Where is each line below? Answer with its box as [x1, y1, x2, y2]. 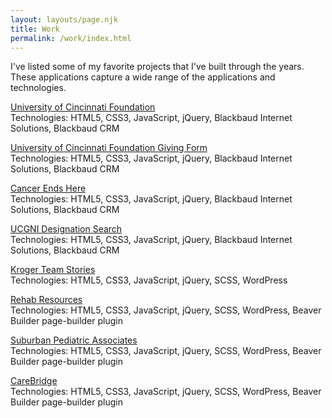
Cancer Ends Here [10, 182, 87, 195]
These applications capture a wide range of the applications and [10, 71, 276, 83]
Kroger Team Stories [10, 264, 96, 276]
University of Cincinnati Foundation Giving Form [10, 142, 208, 154]
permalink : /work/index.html [10, 33, 132, 43]
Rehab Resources [10, 294, 83, 306]
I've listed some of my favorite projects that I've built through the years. [10, 61, 305, 73]
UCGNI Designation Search [10, 223, 123, 235]
